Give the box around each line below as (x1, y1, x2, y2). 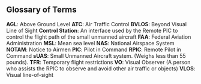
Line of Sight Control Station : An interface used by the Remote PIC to (6, 27, 178, 34)
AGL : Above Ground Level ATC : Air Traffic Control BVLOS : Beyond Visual (6, 20, 187, 27)
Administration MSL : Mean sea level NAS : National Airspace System (6, 39, 175, 46)
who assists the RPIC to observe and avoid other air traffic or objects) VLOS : (6, 65, 196, 72)
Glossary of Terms (6, 5, 77, 15)
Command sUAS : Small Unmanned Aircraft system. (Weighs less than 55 (6, 52, 186, 59)
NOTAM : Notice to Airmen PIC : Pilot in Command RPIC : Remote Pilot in (6, 46, 181, 53)
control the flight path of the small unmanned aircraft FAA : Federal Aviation (6, 33, 191, 41)
